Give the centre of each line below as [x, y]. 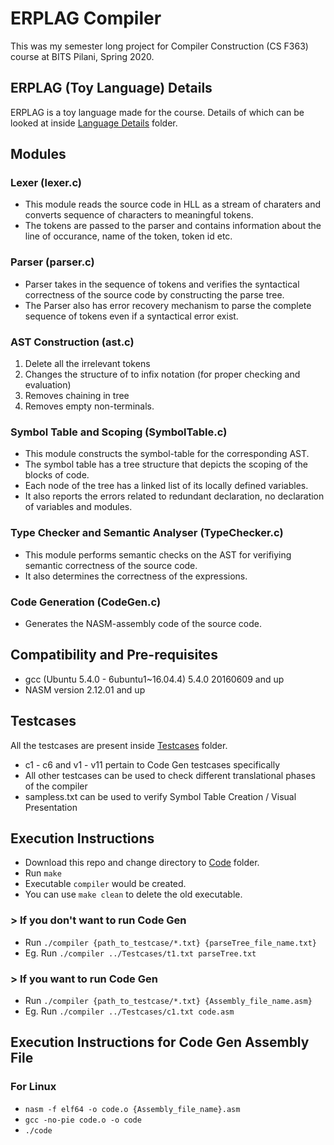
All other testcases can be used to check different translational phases [170, 775]
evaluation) [48, 385]
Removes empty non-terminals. [89, 406]
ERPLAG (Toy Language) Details [111, 88]
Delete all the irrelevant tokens [87, 364]
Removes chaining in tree [77, 396]
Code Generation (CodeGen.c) [86, 602]
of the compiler [56, 786]
